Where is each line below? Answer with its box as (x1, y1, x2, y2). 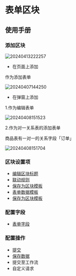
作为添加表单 (5, 74, 31, 80)
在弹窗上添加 (12, 94, 38, 100)
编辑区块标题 (12, 171, 38, 177)
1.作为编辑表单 (5, 104, 34, 110)
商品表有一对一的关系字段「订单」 (5, 135, 74, 141)
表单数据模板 (12, 189, 38, 195)
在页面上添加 (12, 63, 38, 69)
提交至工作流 (12, 259, 38, 265)
